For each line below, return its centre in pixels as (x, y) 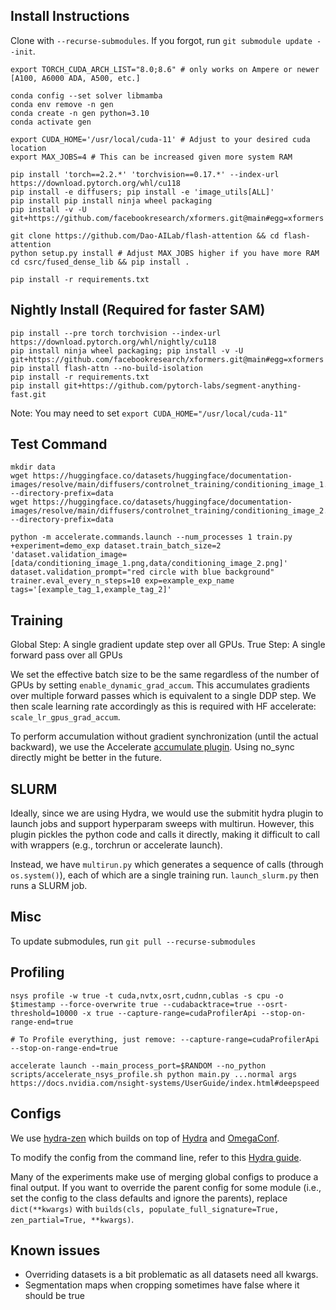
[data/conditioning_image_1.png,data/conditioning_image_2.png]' (149, 564)
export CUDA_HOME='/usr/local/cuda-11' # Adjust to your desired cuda (160, 139)
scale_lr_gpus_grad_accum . (65, 717)
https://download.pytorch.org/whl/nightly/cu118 (113, 342)
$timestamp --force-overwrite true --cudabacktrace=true (131, 1004)
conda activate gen (51, 122)
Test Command (59, 444)
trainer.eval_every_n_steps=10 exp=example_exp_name (122, 581)
